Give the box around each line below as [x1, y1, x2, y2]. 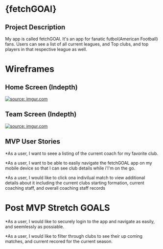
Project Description [5, 23, 66, 31]
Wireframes [5, 64, 55, 75]
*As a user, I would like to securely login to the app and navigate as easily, [5, 218, 155, 224]
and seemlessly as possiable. [5, 224, 65, 229]
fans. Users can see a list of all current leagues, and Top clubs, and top [5, 41, 149, 47]
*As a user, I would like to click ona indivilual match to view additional [5, 174, 145, 180]
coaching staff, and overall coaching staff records [5, 185, 106, 191]
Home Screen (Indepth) [5, 83, 78, 91]
